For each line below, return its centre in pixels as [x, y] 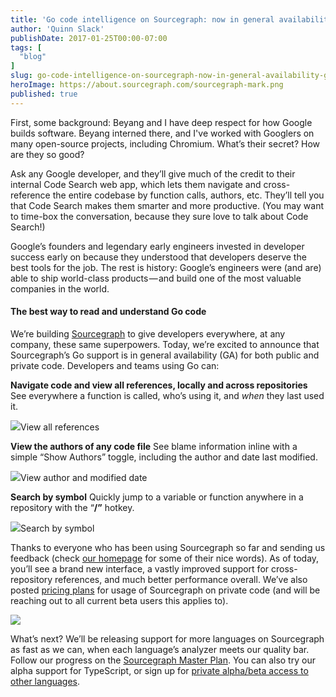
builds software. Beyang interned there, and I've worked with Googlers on [162, 133]
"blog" [33, 57]
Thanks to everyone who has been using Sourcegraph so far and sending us [168, 547]
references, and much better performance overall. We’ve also [181, 579]
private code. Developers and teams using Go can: [115, 365]
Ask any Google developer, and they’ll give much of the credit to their [153, 173]
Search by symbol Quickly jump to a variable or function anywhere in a [157, 497]
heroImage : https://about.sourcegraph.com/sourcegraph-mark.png [147, 85]
